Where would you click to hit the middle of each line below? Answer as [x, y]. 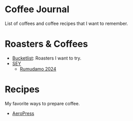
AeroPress [23, 113]
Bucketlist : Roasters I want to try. [47, 58]
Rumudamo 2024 [38, 69]
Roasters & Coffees [46, 44]
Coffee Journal [37, 9]
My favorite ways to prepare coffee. [42, 103]
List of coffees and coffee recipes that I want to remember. [66, 23]
